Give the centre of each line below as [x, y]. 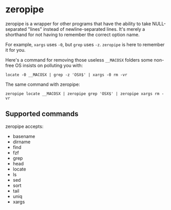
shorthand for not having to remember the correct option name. [72, 34]
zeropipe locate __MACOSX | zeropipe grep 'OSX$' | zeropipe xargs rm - [85, 93]
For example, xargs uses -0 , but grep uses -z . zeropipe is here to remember [85, 44]
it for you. [15, 50]
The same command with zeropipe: [43, 84]
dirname [22, 142]
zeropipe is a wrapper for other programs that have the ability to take [78, 24]
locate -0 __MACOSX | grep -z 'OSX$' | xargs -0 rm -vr [66, 75]
